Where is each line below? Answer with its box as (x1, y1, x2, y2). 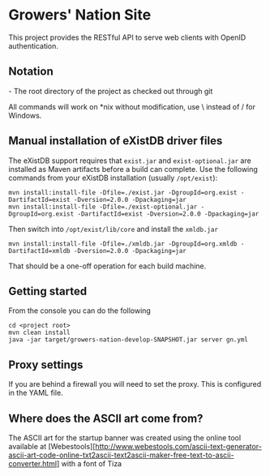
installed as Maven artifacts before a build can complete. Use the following (8, 164, 258, 174)
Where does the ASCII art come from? (8, 411, 204, 425)
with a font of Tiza (61, 459, 122, 468)
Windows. (8, 110, 42, 120)
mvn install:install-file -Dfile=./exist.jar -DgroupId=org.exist (8, 188, 238, 196)
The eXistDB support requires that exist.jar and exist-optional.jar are (8, 156, 251, 165)
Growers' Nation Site (8, 6, 152, 24)
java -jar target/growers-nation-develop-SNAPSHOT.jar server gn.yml (8, 336, 249, 344)
